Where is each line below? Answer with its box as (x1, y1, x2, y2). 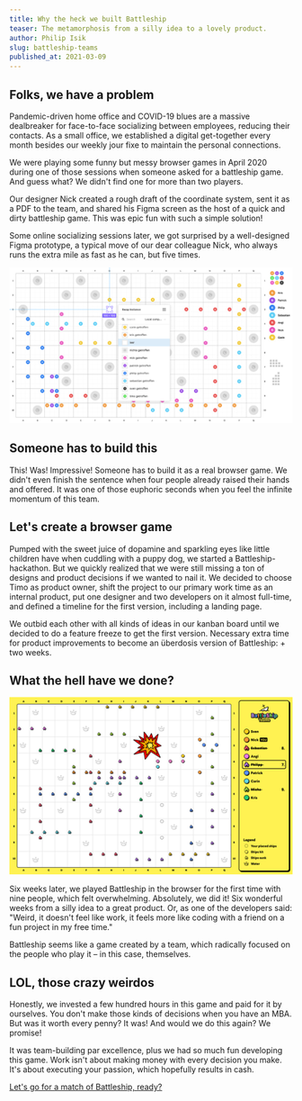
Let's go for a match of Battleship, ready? (9, 1081, 163, 1093)
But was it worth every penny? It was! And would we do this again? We (9, 1018, 271, 1029)
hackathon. (9, 563, 51, 573)
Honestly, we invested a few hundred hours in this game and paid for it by (9, 999, 282, 1010)
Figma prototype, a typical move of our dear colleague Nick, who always (9, 239, 279, 250)
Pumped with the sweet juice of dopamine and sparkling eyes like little (9, 543, 271, 554)
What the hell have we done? (9, 673, 175, 689)
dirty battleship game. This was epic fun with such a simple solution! (9, 212, 263, 223)
